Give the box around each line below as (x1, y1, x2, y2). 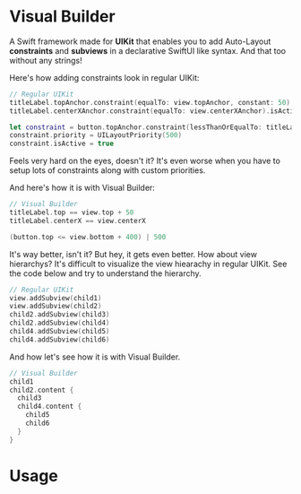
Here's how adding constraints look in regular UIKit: (9, 72, 200, 82)
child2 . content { (9, 386, 74, 394)
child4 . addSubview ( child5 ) (9, 327, 110, 336)
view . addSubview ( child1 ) (9, 293, 102, 302)
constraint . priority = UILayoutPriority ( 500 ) (9, 131, 182, 140)
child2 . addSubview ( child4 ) (9, 318, 110, 328)
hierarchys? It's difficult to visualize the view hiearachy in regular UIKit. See (9, 258, 288, 269)
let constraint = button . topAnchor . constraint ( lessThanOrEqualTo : (9, 123, 262, 132)
